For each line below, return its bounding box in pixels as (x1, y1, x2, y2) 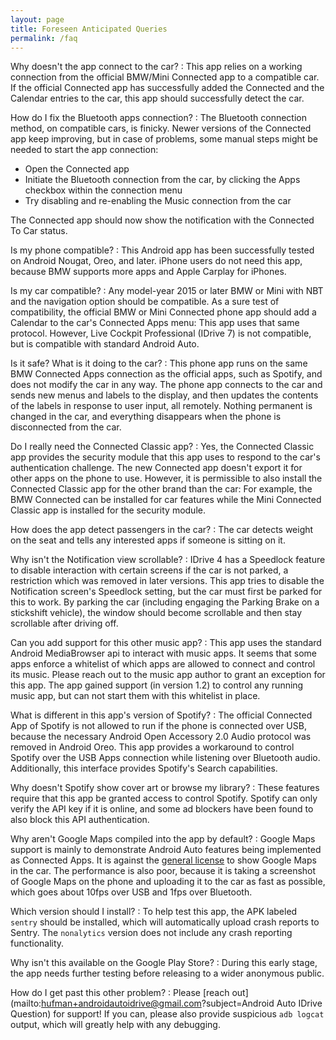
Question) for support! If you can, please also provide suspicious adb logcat (10, 1008, 325, 1020)
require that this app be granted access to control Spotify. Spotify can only (10, 792, 318, 805)
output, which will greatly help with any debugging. (10, 1019, 221, 1031)
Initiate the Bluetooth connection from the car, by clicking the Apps (24, 174, 301, 186)
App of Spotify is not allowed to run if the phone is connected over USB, (10, 720, 307, 732)
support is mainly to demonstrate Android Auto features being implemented (10, 844, 322, 856)
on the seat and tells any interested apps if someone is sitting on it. (10, 534, 286, 546)
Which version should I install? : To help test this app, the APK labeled (10, 906, 298, 918)
